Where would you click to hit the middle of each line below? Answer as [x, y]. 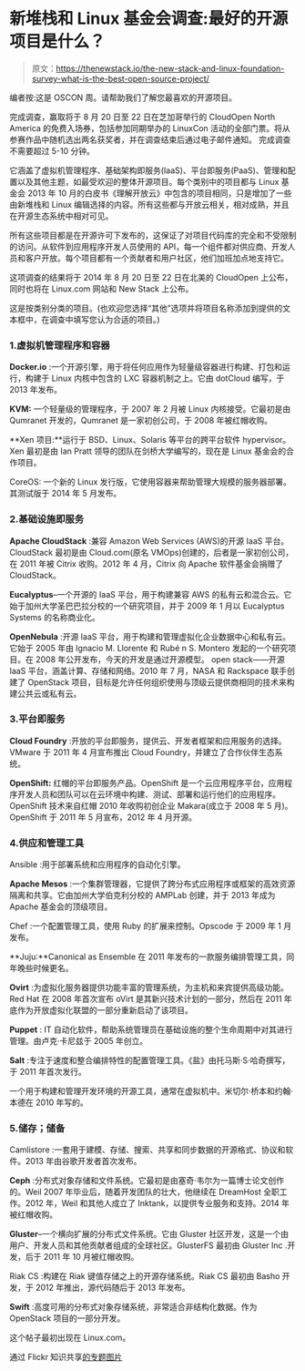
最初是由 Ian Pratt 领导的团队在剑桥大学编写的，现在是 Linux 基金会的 [156, 451]
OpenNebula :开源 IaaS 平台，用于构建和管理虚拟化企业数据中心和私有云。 [150, 636]
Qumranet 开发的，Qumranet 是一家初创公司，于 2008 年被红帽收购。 [141, 421]
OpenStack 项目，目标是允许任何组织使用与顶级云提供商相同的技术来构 [161, 682]
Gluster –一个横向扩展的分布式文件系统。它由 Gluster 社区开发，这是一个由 [149, 1234]
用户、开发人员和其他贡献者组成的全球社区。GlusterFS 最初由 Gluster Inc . [149, 1245]
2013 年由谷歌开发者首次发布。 [83, 1161]
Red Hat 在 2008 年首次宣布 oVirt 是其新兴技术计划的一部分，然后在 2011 [146, 999]
